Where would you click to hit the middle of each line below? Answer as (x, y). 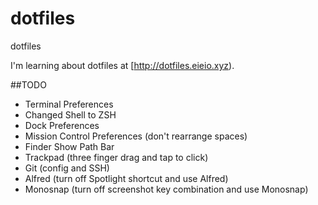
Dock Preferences (62, 125)
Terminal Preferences (69, 104)
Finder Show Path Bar (69, 146)
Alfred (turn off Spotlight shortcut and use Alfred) (126, 178)
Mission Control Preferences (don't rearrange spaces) (136, 136)
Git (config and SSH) (67, 168)
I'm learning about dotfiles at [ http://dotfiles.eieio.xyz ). (122, 65)
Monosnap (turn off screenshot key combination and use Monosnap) (166, 189)
